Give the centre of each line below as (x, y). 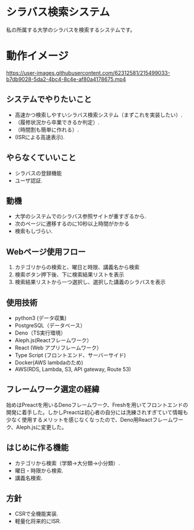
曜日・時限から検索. (39, 471)
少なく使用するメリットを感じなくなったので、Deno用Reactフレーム (90, 419)
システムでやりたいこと (49, 100)
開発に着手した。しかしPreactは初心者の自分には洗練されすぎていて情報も (97, 412)
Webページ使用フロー (46, 252)
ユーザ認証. (28, 180)
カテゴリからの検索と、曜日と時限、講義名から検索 (77, 267)
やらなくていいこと (41, 158)
